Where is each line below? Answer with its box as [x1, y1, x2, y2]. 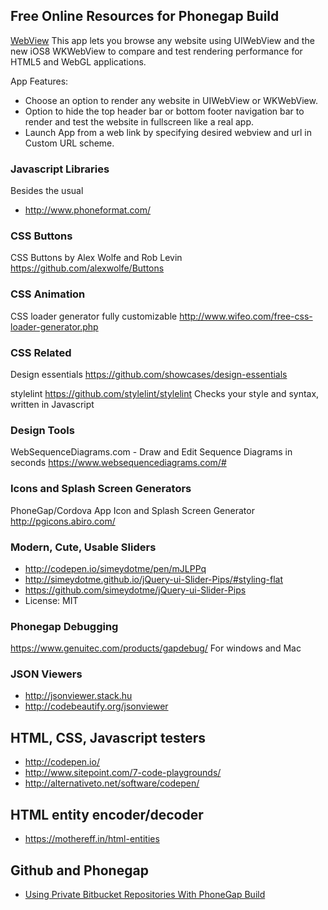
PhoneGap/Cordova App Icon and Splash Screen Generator [10, 504, 255, 516]
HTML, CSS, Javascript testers [10, 729, 206, 746]
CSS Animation [10, 287, 86, 301]
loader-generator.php [10, 320, 99, 333]
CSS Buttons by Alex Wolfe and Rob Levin [10, 252, 183, 264]
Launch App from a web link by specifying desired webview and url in [24, 126, 312, 138]
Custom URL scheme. [24, 137, 115, 149]
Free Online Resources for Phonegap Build [10, 8, 280, 25]
